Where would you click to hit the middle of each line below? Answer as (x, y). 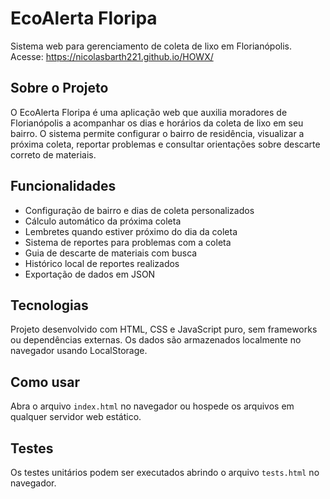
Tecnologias (49, 305)
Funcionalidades (63, 186)
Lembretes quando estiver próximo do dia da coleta (131, 231)
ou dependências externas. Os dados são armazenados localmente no (156, 340)
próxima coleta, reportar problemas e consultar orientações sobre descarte (165, 144)
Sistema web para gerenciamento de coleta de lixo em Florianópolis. (151, 46)
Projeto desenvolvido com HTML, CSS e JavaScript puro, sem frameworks (164, 329)
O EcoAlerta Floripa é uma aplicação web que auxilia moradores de (149, 112)
